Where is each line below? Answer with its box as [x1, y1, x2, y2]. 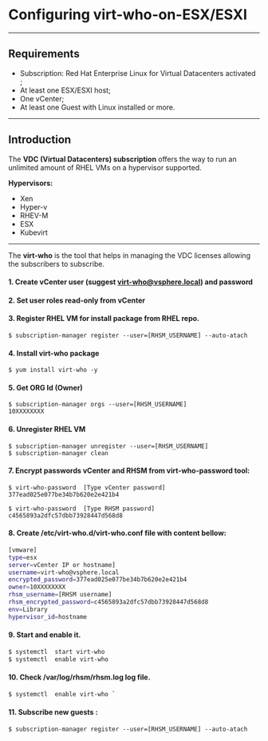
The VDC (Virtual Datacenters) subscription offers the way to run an [8, 154, 237, 164]
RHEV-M [19, 210, 49, 220]
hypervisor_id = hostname [8, 612, 88, 620]
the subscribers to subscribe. [8, 259, 105, 268]
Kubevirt [19, 228, 48, 237]
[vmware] [8, 545, 37, 554]
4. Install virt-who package [8, 348, 100, 358]
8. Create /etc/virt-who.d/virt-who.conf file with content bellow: [8, 529, 227, 538]
